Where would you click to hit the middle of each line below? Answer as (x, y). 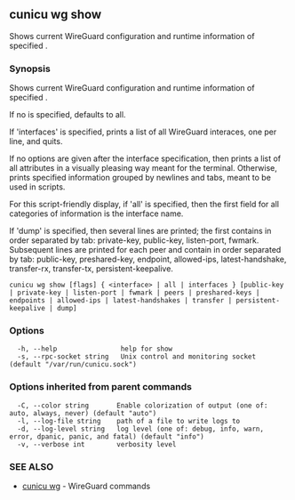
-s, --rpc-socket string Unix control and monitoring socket (136, 357)
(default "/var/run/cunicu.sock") (73, 365)
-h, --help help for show (95, 349)
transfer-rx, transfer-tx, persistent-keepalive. (91, 269)
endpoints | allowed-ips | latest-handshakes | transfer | (121, 301)
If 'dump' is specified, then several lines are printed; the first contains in (140, 231)
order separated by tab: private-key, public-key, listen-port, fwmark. (134, 240)
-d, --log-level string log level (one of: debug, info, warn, (141, 429)
